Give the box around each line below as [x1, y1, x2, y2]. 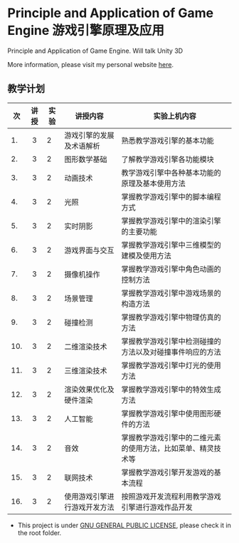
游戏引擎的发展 [63, 130, 115, 140]
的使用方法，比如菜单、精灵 [121, 443, 215, 453]
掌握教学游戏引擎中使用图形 [121, 408, 215, 418]
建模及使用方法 [121, 250, 172, 260]
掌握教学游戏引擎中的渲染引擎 [121, 215, 222, 225]
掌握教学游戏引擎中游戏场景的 [121, 288, 222, 298]
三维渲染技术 [63, 365, 107, 375]
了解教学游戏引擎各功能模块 [121, 154, 215, 164]
